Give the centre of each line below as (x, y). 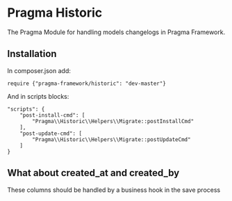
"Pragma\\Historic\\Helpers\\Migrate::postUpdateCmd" (111, 139)
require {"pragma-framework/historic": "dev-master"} (87, 83)
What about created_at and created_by (93, 173)
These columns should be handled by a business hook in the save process (114, 190)
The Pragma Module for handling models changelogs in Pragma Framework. (116, 32)
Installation (32, 54)
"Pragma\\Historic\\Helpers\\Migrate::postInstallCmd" (113, 121)
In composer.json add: (39, 70)
